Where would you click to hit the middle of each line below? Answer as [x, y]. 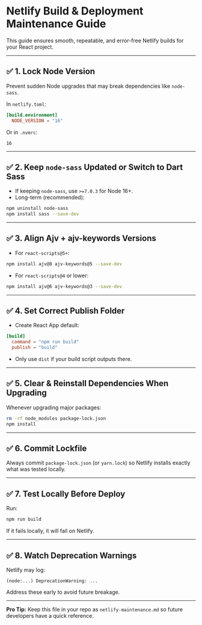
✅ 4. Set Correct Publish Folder [66, 311]
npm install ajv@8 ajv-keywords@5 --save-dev [64, 264]
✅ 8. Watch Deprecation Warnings [72, 556]
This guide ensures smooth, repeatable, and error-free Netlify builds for [95, 40]
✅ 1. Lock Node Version [50, 71]
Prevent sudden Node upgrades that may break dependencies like [88, 86]
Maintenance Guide [56, 24]
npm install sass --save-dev [43, 214]
